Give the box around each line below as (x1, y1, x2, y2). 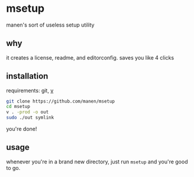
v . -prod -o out (6, 109, 49, 115)
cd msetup (6, 104, 31, 110)
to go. (6, 164, 21, 171)
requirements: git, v (6, 87, 54, 94)
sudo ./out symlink (6, 114, 54, 121)
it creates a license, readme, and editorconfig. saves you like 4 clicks (6, 54, 174, 61)
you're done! (6, 126, 37, 133)
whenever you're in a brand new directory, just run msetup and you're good (6, 158, 188, 165)
